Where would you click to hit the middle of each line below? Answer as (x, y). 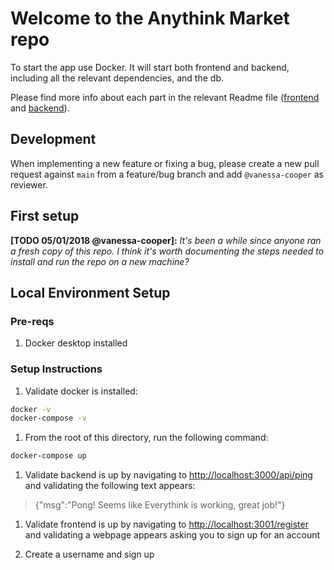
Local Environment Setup (90, 292)
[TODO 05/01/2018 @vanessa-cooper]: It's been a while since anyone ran (166, 240)
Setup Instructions (56, 369)
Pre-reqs (32, 321)
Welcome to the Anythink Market (150, 18)
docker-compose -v (48, 418)
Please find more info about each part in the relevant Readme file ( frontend (165, 97)
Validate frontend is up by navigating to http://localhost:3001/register (166, 524)
